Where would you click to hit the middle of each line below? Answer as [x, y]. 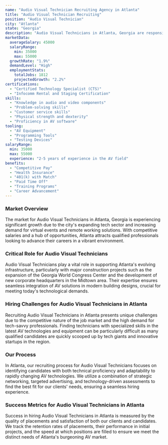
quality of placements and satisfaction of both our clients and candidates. [81, 421]
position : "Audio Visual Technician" [44, 19]
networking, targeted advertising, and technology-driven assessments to [80, 381]
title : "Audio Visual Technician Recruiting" [53, 14]
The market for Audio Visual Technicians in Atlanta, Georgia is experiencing [83, 219]
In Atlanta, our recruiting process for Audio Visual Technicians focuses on [81, 365]
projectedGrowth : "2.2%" [40, 79]
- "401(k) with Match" [33, 177]
